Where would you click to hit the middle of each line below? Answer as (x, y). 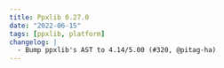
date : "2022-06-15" (45, 26)
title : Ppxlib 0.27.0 (49, 17)
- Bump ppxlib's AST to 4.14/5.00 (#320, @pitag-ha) (117, 50)
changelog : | (33, 42)
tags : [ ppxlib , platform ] (57, 34)
